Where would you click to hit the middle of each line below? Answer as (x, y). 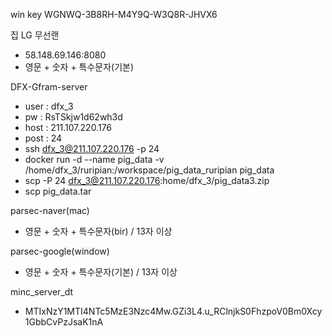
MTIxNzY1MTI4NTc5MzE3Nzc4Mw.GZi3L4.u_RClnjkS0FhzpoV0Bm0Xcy (173, 311)
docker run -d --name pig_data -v (94, 159)
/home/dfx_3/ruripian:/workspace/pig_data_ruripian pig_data (149, 170)
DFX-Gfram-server (49, 87)
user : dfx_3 (49, 106)
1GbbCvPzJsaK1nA (64, 322)
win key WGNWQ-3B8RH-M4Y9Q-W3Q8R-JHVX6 (114, 14)
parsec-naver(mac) (50, 210)
